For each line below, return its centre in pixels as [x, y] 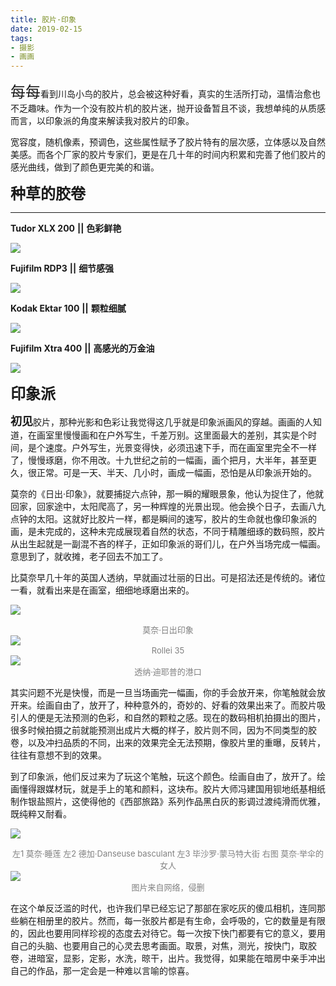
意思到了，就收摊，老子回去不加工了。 [89, 557]
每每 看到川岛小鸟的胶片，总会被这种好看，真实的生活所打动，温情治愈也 [165, 92]
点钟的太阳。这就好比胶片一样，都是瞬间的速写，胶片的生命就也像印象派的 [163, 519]
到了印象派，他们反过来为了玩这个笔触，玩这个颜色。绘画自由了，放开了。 [163, 777]
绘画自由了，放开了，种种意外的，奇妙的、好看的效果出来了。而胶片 [176, 705]
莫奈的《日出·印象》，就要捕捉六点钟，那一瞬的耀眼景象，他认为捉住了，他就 [167, 494]
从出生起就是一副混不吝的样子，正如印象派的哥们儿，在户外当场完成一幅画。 [168, 544]
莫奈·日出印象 [168, 630]
